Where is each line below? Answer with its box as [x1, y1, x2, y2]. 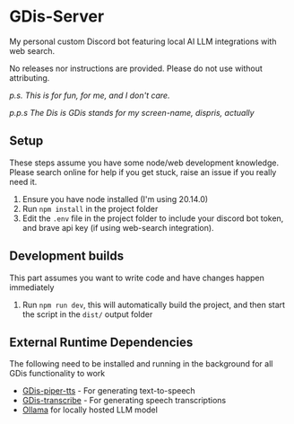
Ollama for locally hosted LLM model [22, 404, 159, 415]
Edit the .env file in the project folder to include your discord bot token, [22, 213, 284, 224]
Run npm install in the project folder [22, 203, 159, 214]
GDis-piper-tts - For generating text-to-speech [22, 385, 195, 396]
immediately [9, 281, 55, 293]
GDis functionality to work [9, 368, 106, 379]
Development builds [9, 249, 124, 264]
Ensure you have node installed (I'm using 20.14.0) [22, 193, 209, 204]
